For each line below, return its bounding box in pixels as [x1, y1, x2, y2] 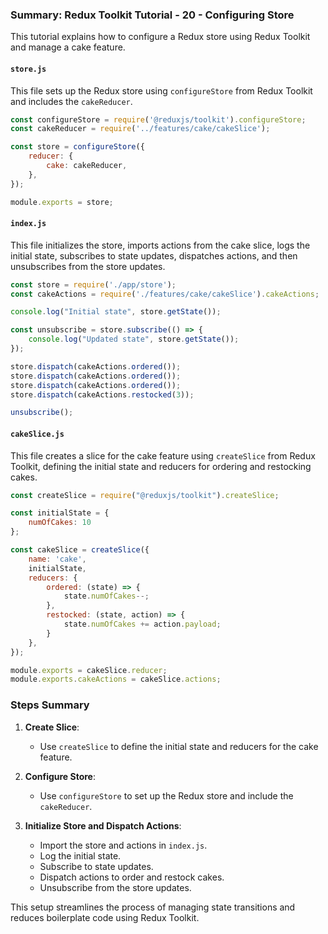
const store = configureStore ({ [10, 142, 145, 152]
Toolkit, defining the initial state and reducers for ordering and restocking [10, 460, 312, 472]
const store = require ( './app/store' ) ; [10, 279, 177, 290]
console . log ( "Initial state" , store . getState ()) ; [10, 307, 222, 317]
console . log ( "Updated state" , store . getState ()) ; [28, 334, 240, 345]
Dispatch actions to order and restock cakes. [39, 871, 225, 883]
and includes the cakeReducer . [10, 95, 133, 107]
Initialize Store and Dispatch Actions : [24, 819, 182, 832]
